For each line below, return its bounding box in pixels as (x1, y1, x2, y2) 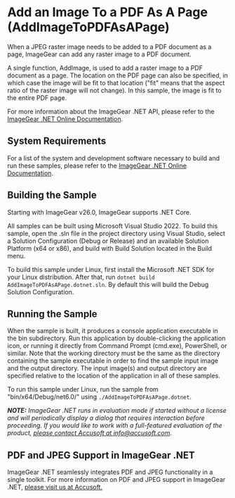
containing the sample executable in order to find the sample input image (7, 356, 219, 365)
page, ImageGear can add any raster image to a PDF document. (7, 50, 192, 58)
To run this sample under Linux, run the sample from (7, 385, 159, 394)
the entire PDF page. (7, 93, 67, 102)
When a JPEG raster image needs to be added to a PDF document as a (7, 42, 212, 51)
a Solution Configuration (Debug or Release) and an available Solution (7, 237, 209, 245)
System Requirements (7, 135, 107, 147)
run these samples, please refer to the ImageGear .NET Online (7, 161, 187, 170)
